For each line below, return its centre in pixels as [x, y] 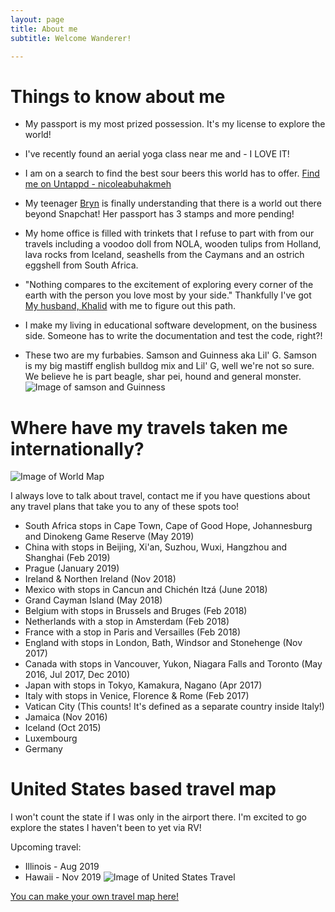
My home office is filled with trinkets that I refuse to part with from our [169, 233]
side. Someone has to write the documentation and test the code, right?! [173, 336]
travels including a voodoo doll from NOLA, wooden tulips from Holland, [173, 244]
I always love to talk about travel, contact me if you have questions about [160, 496]
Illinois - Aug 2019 [62, 867]
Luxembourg [51, 738]
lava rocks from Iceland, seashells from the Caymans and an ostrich [164, 255]
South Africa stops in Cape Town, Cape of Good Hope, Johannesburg [168, 526]
